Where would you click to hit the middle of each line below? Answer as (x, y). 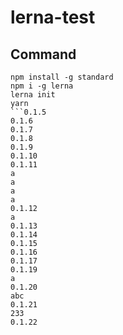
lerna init (33, 95)
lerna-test (53, 17)
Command (43, 54)
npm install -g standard (62, 77)
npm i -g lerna (42, 86)
